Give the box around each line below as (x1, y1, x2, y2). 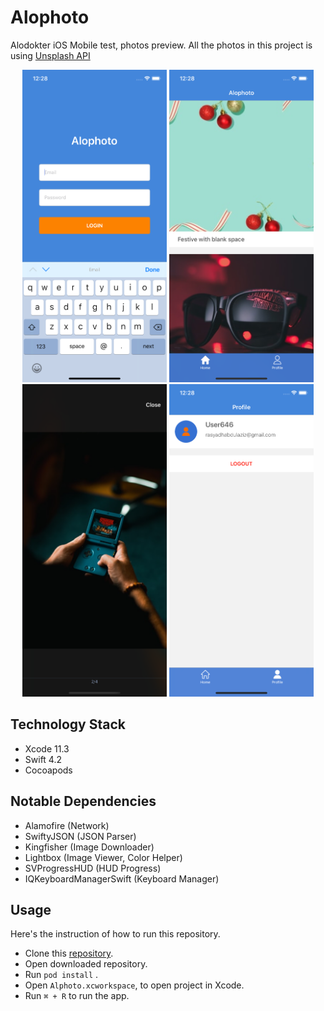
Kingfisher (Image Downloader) (24, 841, 155, 853)
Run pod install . (24, 969, 99, 981)
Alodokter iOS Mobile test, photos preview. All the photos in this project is (10, 39, 313, 51)
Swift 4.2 (24, 753, 62, 765)
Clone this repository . (24, 947, 114, 960)
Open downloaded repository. (24, 958, 148, 970)
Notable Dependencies (10, 793, 157, 810)
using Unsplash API (10, 49, 91, 61)
